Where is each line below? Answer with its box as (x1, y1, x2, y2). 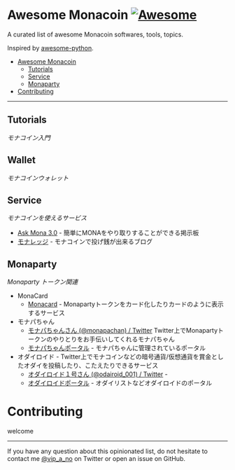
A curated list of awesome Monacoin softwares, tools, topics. (7, 30, 184, 39)
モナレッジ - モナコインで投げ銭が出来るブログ (17, 237, 153, 246)
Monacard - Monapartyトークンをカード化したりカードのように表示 (27, 300, 224, 308)
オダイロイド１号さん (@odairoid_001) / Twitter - (27, 370, 168, 378)
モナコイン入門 (7, 133, 50, 141)
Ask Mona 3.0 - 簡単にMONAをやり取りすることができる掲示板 (17, 228, 199, 237)
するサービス (27, 309, 65, 317)
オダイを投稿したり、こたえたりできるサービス (23, 361, 159, 370)
